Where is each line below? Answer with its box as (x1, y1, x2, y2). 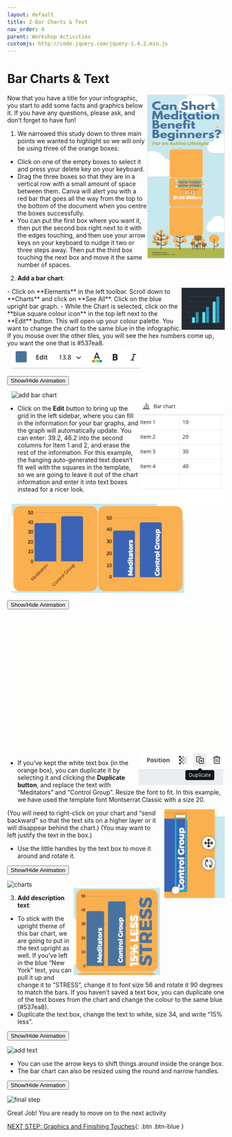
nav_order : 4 (7, 26, 45, 33)
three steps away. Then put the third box (17, 246, 133, 254)
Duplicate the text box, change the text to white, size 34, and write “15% (17, 1010, 223, 1018)
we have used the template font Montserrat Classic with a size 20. (17, 795, 206, 803)
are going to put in (17, 936, 70, 944)
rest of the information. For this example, (17, 448, 133, 456)
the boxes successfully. (17, 209, 85, 217)
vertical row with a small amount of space (17, 180, 136, 188)
